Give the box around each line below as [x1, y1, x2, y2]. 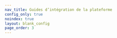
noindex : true [4, 16, 34, 21]
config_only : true [4, 12, 43, 17]
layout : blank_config [4, 21, 50, 26]
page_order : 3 [4, 26, 34, 31]
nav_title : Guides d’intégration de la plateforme [4, 7, 112, 12]
